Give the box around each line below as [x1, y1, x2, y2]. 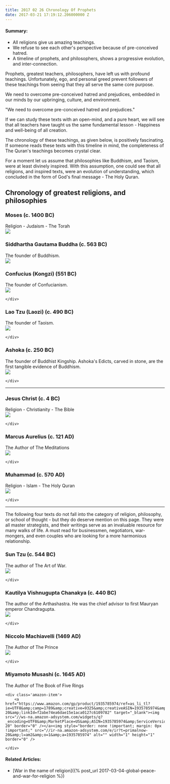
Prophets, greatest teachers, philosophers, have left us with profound [5, 71, 150, 77]
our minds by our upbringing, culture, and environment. [5, 96, 121, 103]
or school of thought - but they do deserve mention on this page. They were [5, 516, 164, 523]
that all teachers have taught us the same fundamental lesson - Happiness [5, 121, 160, 127]
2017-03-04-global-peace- [99, 767, 156, 773]
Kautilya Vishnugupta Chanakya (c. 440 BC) [5, 589, 116, 596]
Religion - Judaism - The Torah [5, 223, 70, 229]
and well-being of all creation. [5, 127, 68, 133]
